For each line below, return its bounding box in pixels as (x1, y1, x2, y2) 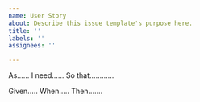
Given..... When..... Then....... (8, 86, 103, 96)
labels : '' (8, 34, 45, 43)
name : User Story (8, 11, 67, 20)
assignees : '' (8, 42, 56, 50)
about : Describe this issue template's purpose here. (8, 19, 194, 27)
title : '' (8, 27, 42, 35)
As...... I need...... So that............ (8, 71, 115, 80)
